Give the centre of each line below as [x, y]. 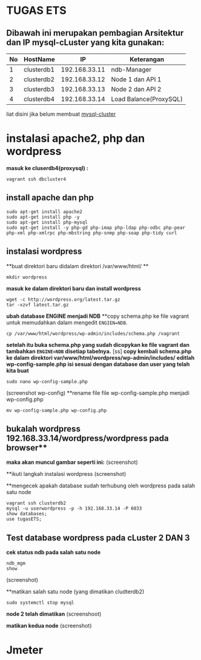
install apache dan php [50, 198]
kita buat [18, 371]
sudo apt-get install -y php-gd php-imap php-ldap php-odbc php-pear [96, 228]
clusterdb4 [39, 99]
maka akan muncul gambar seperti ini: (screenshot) [72, 462]
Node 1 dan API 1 [136, 79]
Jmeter [25, 650]
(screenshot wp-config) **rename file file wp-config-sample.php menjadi [98, 393]
